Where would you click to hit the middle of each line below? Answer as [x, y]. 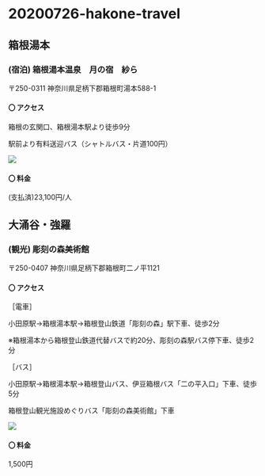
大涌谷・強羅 [40, 225]
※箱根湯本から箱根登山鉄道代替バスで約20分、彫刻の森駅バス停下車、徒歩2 [131, 341]
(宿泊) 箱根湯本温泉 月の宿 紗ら [73, 70]
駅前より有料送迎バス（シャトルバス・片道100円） [90, 144]
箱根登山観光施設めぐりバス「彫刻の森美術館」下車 [91, 411]
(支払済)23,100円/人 [40, 197]
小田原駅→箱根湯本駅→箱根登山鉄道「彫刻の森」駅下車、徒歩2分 [114, 324]
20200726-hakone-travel [94, 14]
